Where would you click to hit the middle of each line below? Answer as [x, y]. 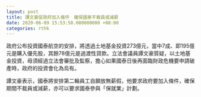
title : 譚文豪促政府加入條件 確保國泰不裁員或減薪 [62, 17]
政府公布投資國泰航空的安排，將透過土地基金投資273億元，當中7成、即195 [98, 46]
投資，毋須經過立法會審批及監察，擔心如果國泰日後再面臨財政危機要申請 [100, 61]
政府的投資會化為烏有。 [51, 68]
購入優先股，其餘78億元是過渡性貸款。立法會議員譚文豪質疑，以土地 [101, 54]
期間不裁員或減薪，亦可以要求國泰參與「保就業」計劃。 [74, 88]
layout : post [22, 12]
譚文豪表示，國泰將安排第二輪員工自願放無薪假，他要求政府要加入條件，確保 [100, 81]
